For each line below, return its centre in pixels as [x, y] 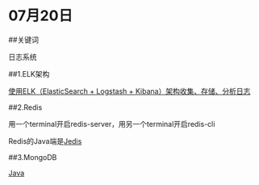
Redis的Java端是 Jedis [45, 141]
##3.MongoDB [33, 157]
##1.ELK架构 [29, 74]
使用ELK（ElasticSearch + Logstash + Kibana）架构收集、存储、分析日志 [129, 91]
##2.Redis [25, 107]
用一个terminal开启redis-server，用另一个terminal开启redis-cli [112, 124]
